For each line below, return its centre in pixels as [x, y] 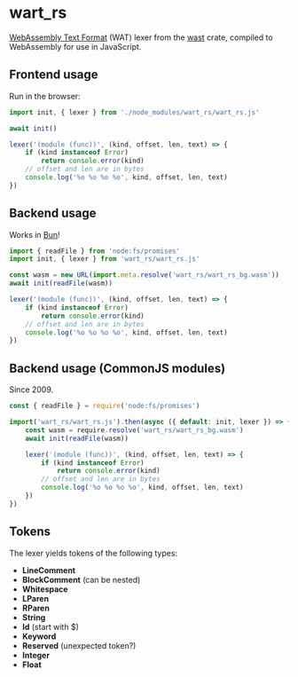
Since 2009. [31, 390]
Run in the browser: [45, 96]
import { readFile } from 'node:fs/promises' [94, 251]
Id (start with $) [51, 626]
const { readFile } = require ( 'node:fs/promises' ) [105, 406]
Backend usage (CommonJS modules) [118, 368]
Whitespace [45, 589]
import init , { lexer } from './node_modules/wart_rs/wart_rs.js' [134, 112]
